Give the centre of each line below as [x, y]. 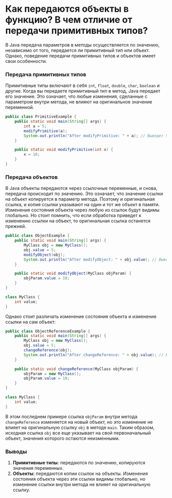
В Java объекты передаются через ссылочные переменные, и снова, [81, 188]
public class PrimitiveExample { [41, 117]
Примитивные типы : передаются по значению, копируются [79, 462]
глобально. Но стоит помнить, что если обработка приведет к [73, 215]
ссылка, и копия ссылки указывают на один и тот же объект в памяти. [83, 205]
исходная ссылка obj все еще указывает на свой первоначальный [78, 432]
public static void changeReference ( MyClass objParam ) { [77, 369]
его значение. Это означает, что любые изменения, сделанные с [76, 96]
